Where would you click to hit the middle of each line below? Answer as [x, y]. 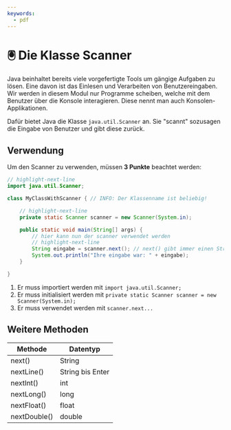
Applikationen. [27, 108]
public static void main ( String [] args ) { [81, 230]
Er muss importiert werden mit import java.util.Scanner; [99, 287]
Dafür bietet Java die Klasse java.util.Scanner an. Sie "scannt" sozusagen [114, 122]
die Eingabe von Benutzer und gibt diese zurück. [76, 129]
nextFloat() [29, 405]
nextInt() [25, 383]
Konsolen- [201, 101]
